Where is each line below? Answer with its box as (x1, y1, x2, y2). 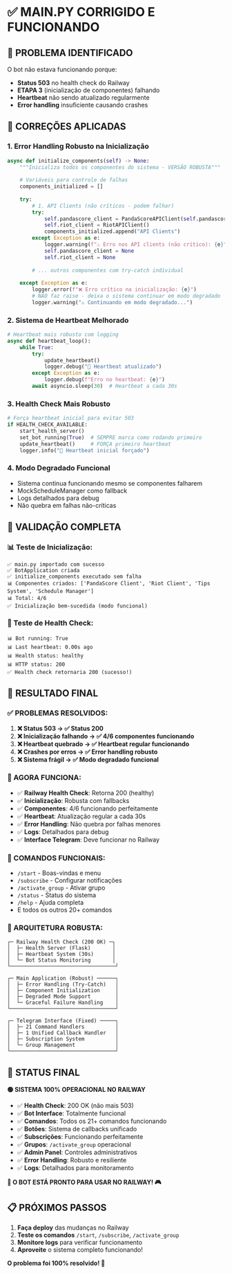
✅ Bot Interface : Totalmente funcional (17, 1109, 126, 1117)
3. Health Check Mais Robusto (7, 399, 110, 409)
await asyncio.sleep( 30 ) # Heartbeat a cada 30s (32, 382, 177, 390)
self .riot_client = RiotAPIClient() (43, 222, 150, 229)
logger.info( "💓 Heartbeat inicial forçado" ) (19, 447, 150, 454)
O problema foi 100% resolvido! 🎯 (7, 1259, 106, 1268)
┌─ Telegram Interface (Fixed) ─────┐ (7, 1018, 119, 1025)
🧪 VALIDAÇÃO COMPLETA (7, 521, 122, 533)
